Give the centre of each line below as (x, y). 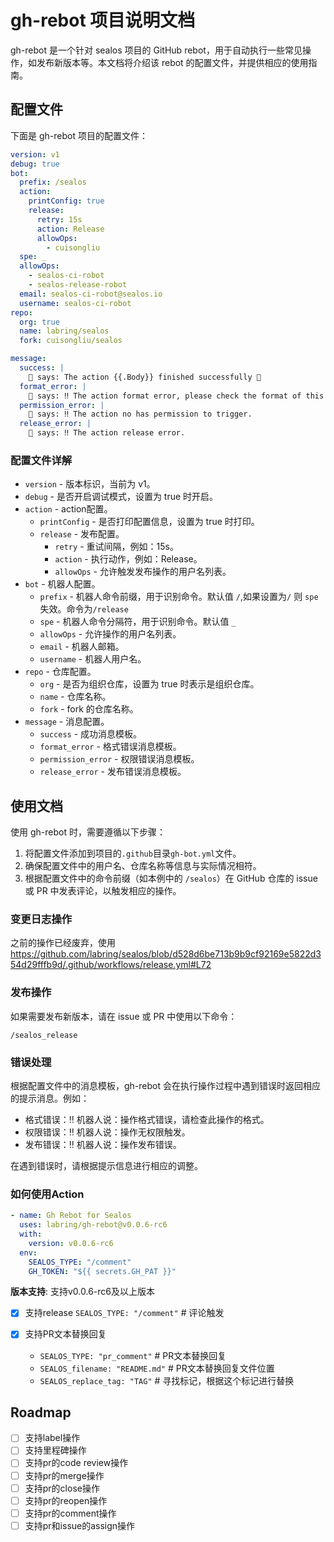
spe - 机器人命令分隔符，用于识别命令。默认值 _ (138, 622)
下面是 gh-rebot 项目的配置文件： (79, 135)
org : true (39, 322)
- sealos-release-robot (78, 285)
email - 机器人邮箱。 (82, 647)
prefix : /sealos (53, 182)
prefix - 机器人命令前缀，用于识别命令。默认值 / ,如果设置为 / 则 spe (179, 597)
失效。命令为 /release (84, 609)
